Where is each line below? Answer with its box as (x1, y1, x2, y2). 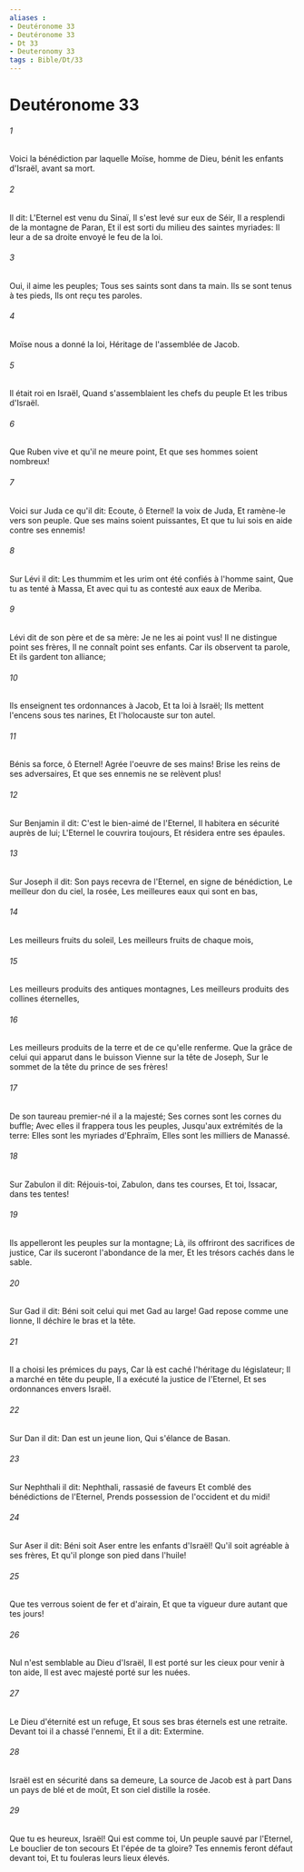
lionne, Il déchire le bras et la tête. (9, 1315, 136, 1327)
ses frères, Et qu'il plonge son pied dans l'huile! (9, 1550, 187, 1561)
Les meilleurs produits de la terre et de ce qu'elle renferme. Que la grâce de (9, 1042, 293, 1053)
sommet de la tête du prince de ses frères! (9, 1061, 169, 1072)
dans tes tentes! (9, 1188, 70, 1200)
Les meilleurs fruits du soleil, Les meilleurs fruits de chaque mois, (9, 935, 254, 946)
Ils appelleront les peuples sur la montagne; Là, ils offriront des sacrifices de (9, 1238, 295, 1249)
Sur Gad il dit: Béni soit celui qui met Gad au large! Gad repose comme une (9, 1306, 289, 1317)
